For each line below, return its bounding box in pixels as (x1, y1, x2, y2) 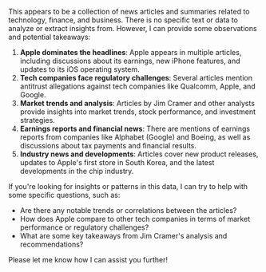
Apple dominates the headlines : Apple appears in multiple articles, (19, 48, 242, 57)
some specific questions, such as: (8, 191, 121, 199)
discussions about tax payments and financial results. (19, 141, 197, 150)
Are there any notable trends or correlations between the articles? (19, 206, 237, 215)
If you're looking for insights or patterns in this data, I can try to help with (8, 182, 248, 191)
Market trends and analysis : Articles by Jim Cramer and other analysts (19, 99, 256, 108)
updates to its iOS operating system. (19, 65, 140, 74)
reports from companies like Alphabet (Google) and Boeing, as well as (19, 132, 251, 142)
